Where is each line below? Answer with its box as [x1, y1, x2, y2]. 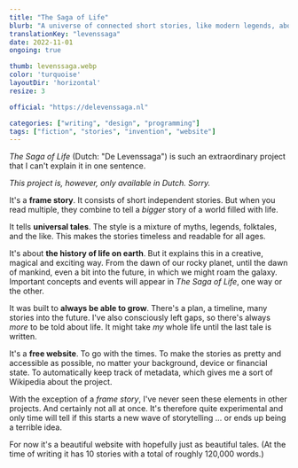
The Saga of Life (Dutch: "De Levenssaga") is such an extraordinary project [9, 152, 286, 162]
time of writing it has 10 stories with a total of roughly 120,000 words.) [9, 448, 264, 459]
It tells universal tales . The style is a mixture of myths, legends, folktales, [9, 222, 278, 232]
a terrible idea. [9, 422, 62, 433]
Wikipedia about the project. [9, 377, 113, 387]
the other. [9, 285, 44, 297]
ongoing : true [9, 46, 62, 55]
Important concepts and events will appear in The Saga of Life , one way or [9, 277, 282, 287]
